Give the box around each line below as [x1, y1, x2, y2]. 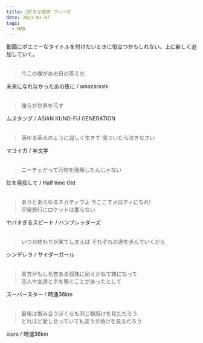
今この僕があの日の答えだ [21, 70, 85, 77]
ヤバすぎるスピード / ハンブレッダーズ [6, 219, 101, 226]
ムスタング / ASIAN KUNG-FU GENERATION [6, 115, 116, 122]
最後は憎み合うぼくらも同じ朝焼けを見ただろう [21, 310, 138, 318]
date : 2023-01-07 [6, 15, 50, 21]
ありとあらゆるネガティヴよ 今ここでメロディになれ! [21, 198, 151, 206]
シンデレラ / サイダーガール [6, 251, 75, 258]
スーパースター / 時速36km [6, 291, 73, 298]
